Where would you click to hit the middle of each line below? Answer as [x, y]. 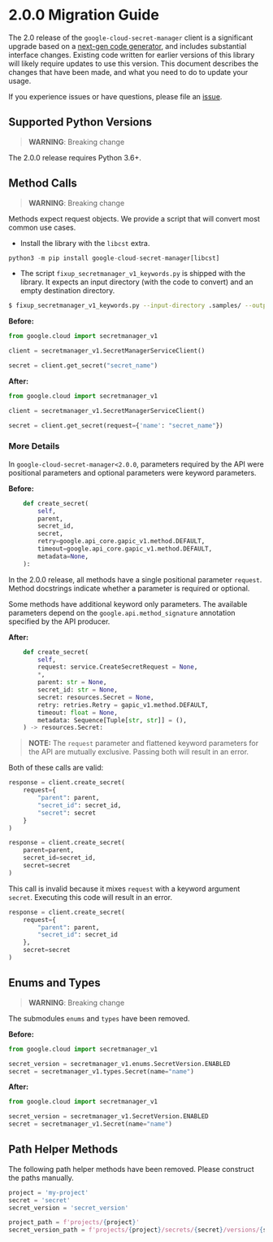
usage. [20, 81]
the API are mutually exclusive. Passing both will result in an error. [139, 752]
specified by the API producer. [59, 621]
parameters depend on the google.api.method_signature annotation [122, 612]
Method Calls [43, 184]
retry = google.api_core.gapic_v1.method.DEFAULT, [121, 542]
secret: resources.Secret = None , [96, 697]
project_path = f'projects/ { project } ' [74, 1222]
